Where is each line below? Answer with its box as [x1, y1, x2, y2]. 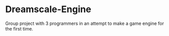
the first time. [5, 25, 34, 31]
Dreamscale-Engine [5, 4, 92, 15]
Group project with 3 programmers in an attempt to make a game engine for [5, 20, 164, 26]
